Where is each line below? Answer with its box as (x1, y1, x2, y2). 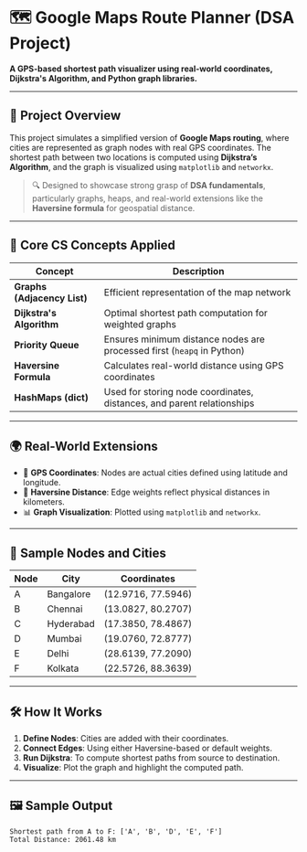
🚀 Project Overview (9, 108, 122, 123)
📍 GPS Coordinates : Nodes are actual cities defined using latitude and (22, 467, 288, 478)
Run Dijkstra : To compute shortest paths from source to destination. (22, 752, 281, 763)
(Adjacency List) (14, 292, 88, 304)
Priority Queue (14, 338, 79, 351)
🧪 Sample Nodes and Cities (9, 545, 166, 560)
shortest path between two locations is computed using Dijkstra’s (9, 152, 258, 163)
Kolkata (47, 662, 79, 675)
